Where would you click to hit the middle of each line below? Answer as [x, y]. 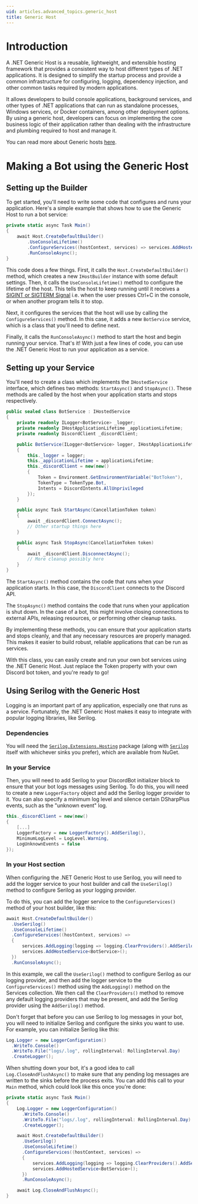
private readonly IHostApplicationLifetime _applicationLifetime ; [100, 428]
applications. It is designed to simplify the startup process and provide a [94, 75]
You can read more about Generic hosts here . [61, 142]
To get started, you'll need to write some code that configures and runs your [99, 202]
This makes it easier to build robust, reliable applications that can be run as [97, 642]
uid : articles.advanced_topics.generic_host [62, 12]
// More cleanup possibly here [66, 559]
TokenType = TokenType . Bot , [72, 483]
